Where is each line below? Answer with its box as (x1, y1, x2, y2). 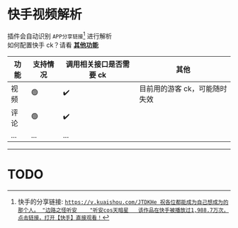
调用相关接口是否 (65, 59, 123, 69)
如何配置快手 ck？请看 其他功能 (7, 40, 99, 49)
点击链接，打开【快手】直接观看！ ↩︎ (17, 212, 110, 221)
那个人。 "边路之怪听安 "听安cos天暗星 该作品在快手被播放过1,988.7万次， (17, 207, 229, 214)
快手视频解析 (7, 6, 83, 23)
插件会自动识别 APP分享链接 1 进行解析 (7, 30, 112, 40)
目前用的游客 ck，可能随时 (139, 83, 227, 93)
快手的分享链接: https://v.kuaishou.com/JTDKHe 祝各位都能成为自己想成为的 (17, 197, 229, 206)
